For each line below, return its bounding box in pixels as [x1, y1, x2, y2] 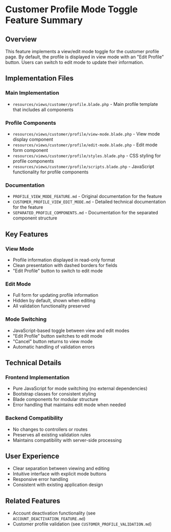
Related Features [5, 496, 60, 505]
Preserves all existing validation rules [12, 431, 91, 438]
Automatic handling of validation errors [12, 344, 95, 350]
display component [12, 136, 54, 142]
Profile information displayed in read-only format [12, 257, 115, 263]
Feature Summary [5, 14, 83, 26]
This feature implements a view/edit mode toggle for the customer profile [5, 49, 159, 54]
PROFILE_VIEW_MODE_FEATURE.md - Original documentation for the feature [12, 193, 162, 199]
